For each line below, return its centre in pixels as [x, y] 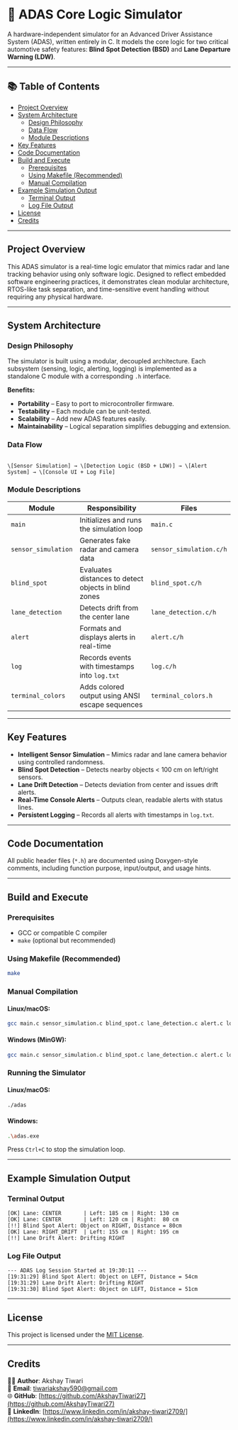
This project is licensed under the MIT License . [76, 1335]
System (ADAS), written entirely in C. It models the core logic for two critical [118, 41]
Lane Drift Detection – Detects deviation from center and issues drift [118, 784]
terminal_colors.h [182, 695]
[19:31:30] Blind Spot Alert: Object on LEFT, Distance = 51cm [103, 1289]
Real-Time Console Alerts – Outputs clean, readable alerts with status [120, 799]
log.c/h [164, 666]
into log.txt [100, 675]
